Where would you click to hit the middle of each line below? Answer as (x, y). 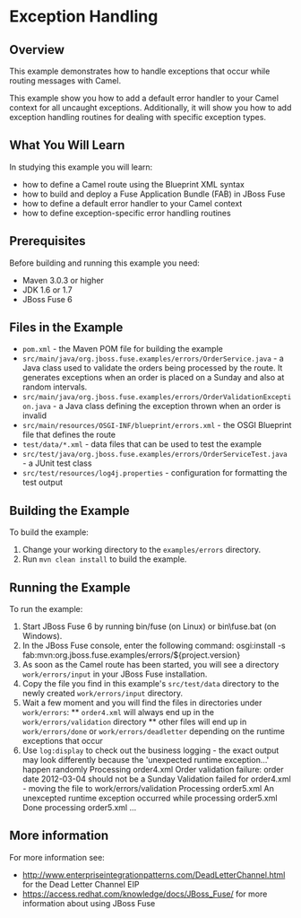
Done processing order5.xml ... (79, 808)
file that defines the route (69, 435)
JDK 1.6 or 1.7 (47, 290)
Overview (37, 50)
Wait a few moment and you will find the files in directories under (142, 703)
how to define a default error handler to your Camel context (132, 203)
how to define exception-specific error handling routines (126, 213)
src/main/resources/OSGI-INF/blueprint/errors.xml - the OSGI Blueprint (157, 425)
